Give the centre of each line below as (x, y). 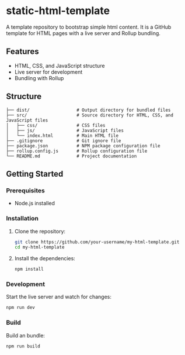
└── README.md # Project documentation (71, 156)
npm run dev (20, 308)
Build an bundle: (26, 335)
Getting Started (35, 174)
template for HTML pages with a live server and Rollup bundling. (83, 33)
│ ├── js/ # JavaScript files (65, 130)
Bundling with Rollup (39, 78)
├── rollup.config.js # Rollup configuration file (77, 151)
